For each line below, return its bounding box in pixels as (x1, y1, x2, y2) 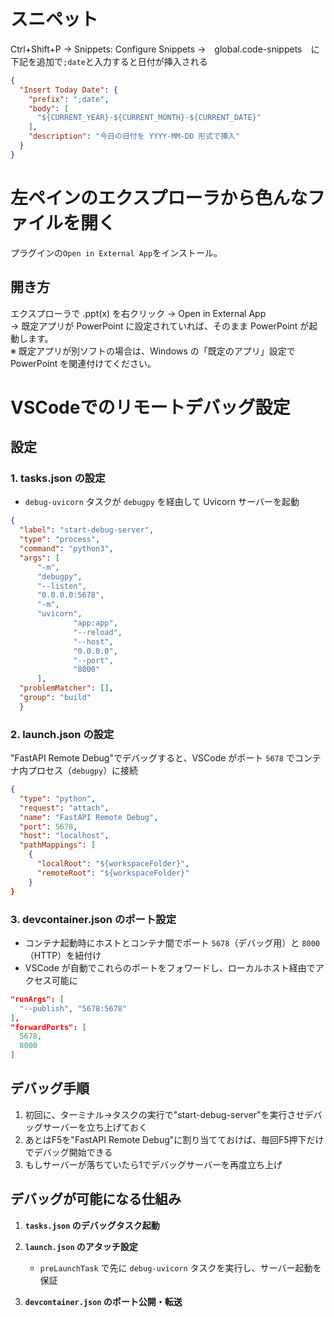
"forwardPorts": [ (10, 1022, 87, 1032)
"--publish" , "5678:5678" (19, 1003, 128, 1014)
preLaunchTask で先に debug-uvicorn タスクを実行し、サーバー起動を (39, 1261, 322, 1274)
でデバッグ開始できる (24, 1146, 113, 1158)
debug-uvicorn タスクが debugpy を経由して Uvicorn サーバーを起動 (24, 496, 300, 508)
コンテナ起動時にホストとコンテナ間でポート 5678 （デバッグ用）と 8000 (24, 936, 320, 949)
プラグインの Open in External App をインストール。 (10, 246, 223, 259)
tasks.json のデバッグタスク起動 (24, 1219, 160, 1231)
